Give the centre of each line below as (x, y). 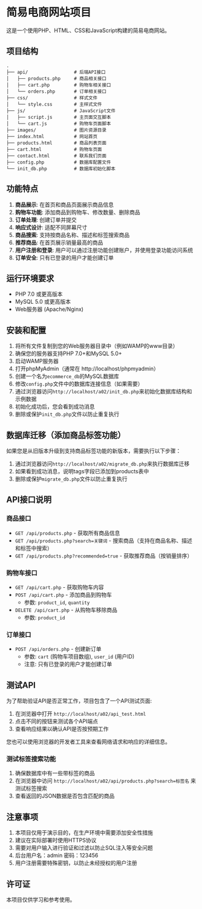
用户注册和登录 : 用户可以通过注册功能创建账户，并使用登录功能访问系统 (104, 250)
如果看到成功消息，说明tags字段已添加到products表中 (82, 471)
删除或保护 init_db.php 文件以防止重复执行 (67, 414)
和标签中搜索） (34, 548)
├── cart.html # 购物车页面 (54, 149)
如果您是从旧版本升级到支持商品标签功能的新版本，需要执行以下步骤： (94, 451)
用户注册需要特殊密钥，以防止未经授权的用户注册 (76, 863)
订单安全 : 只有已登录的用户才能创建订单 (64, 258)
